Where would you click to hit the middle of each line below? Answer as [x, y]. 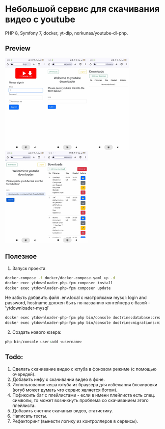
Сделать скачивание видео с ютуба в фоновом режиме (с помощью [84, 369]
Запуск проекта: [29, 268]
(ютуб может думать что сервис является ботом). [65, 390]
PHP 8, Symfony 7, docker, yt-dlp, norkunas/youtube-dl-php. [67, 33]
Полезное [21, 256]
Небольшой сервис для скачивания [82, 9]
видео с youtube [40, 19]
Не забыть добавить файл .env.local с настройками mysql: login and [76, 297]
